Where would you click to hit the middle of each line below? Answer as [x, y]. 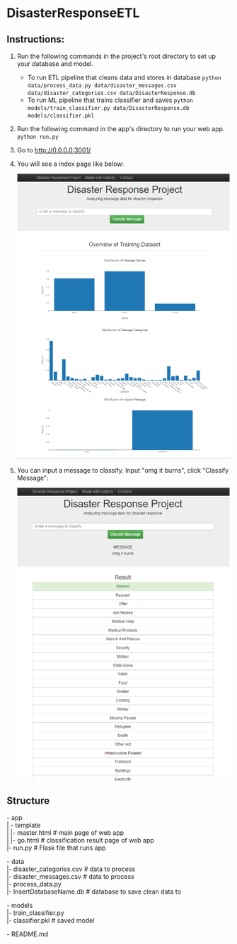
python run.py [37, 137]
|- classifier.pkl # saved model [51, 920]
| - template [24, 825]
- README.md [28, 934]
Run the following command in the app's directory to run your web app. [121, 129]
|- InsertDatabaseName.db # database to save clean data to [94, 892]
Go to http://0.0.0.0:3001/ [54, 150]
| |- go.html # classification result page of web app [81, 840]
